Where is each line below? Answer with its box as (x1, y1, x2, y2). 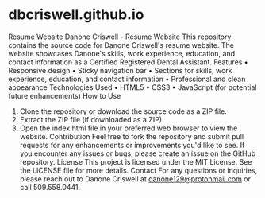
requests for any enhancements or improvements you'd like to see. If (19, 140, 245, 149)
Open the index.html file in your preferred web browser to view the (19, 123, 238, 133)
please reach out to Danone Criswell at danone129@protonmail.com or (19, 173, 252, 184)
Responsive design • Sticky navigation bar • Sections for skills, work (8, 65, 232, 75)
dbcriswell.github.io (8, 6, 144, 24)
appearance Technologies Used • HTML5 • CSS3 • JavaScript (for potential (8, 82, 257, 92)
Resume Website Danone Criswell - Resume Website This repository (8, 32, 232, 41)
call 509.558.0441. (19, 182, 81, 192)
